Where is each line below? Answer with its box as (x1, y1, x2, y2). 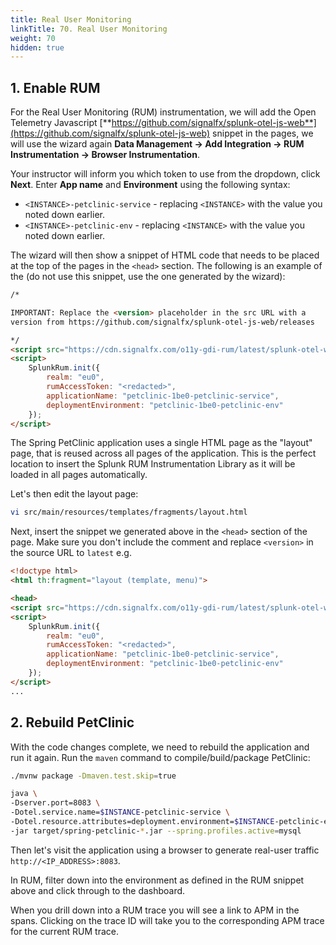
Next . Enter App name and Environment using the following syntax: (10, 179, 291, 191)
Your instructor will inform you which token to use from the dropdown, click (10, 168, 321, 180)
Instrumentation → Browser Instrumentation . (10, 149, 200, 161)
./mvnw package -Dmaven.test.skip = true (10, 771, 177, 781)
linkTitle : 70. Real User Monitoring (10, 24, 168, 34)
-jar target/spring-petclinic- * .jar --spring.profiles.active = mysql (10, 826, 302, 836)
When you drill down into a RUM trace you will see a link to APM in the (10, 904, 300, 916)
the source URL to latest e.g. (10, 547, 132, 559)
